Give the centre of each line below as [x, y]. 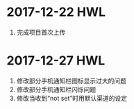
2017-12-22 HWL [56, 12]
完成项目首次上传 [41, 32]
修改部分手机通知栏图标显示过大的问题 [71, 81]
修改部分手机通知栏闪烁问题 [56, 89]
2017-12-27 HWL [56, 61]
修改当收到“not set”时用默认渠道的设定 [72, 98]
